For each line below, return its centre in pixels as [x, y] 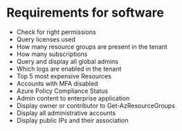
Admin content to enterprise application [73, 98]
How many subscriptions [52, 54]
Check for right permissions [56, 32]
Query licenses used [46, 39]
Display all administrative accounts [66, 113]
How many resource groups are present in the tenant [92, 46]
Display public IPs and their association [72, 120]
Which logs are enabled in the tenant [69, 69]
